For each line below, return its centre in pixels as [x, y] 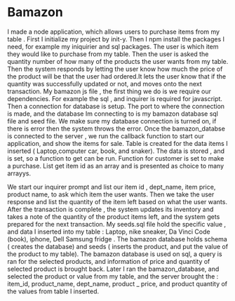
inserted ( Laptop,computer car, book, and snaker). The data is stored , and [116, 151]
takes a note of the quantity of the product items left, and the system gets [114, 216]
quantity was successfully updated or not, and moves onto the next [105, 83]
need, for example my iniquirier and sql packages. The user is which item [113, 46]
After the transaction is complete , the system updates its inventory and [110, 209]
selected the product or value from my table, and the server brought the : [113, 276]
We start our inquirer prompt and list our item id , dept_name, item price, [112, 187]
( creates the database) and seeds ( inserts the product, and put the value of [118, 246]
